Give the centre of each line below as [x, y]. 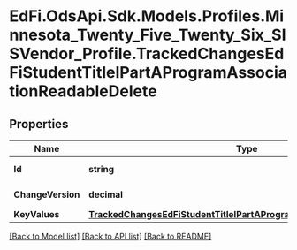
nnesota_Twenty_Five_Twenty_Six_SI [148, 35]
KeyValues [37, 214]
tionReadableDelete [83, 91]
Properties [39, 124]
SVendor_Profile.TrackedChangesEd [147, 54]
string [101, 169]
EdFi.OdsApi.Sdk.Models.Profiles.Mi [147, 16]
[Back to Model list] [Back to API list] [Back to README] [110, 236]
